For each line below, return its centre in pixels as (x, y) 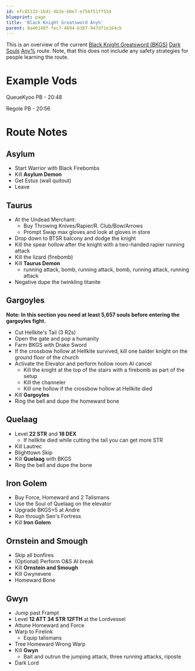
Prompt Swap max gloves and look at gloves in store (87, 232)
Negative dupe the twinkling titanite (58, 282)
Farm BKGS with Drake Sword (51, 345)
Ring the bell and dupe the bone (53, 465)
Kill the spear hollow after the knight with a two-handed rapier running (100, 244)
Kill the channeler (44, 382)
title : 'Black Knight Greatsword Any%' (55, 22)
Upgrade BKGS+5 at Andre (47, 510)
